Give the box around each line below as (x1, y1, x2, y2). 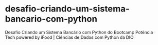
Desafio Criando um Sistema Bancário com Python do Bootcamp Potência (5, 29, 153, 35)
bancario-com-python (5, 13, 98, 24)
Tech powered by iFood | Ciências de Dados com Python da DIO (5, 34, 134, 40)
